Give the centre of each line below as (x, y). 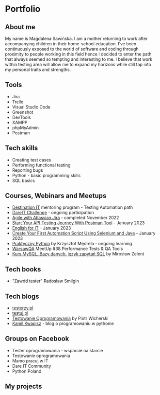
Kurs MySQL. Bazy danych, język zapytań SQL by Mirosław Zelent (78, 254)
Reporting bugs (27, 170)
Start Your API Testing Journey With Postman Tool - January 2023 (78, 223)
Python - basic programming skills (46, 175)
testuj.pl (20, 313)
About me (20, 27)
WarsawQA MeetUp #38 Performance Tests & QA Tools (67, 249)
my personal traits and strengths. (38, 70)
